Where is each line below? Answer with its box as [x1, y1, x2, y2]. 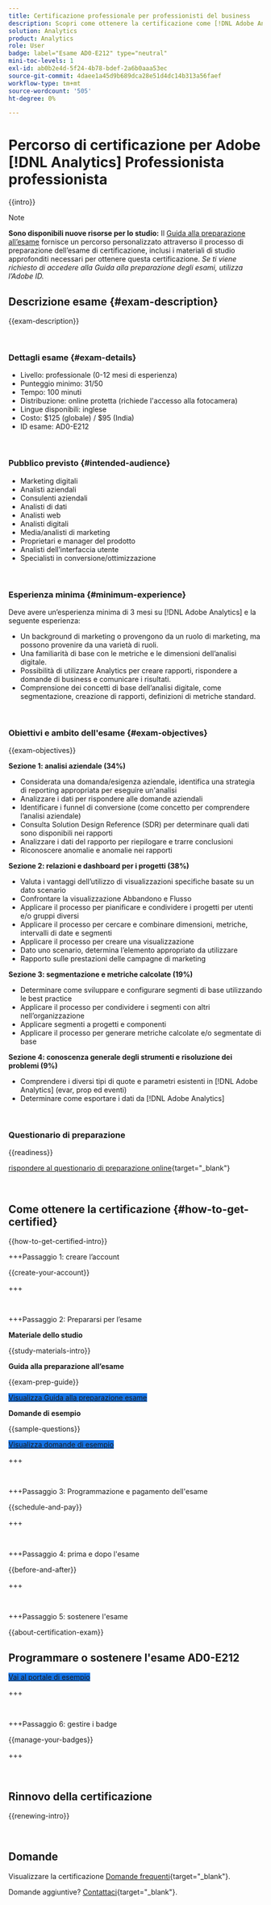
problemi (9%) [8, 1061, 58, 1070]
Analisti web [19, 510, 61, 520]
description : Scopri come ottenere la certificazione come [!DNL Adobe [8, 19, 254, 27]
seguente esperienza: [8, 615, 81, 626]
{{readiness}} [8, 1148, 54, 1158]
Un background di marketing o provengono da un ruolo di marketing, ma [19, 631, 261, 641]
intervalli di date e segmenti [19, 928, 113, 938]
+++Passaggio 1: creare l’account [8, 1252, 119, 1262]
